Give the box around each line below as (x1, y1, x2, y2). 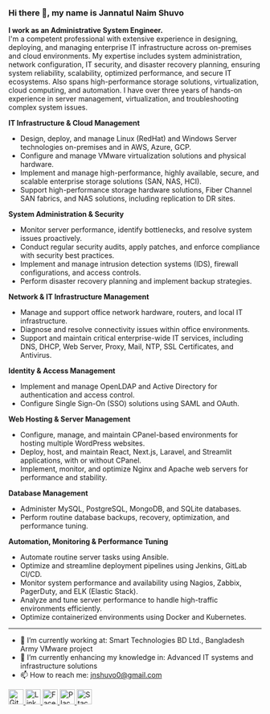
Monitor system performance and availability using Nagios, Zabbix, (19, 578, 243, 587)
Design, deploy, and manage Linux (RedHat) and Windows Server (19, 134, 237, 143)
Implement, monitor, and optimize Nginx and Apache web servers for (19, 464, 248, 474)
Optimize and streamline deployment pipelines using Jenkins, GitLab (19, 561, 247, 571)
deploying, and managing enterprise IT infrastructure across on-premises (8, 43, 252, 52)
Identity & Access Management (8, 366, 116, 376)
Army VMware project (19, 644, 93, 654)
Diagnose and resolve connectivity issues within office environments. (19, 325, 251, 334)
